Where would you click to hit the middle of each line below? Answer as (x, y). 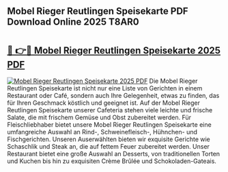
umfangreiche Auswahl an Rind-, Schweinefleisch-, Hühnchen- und (102, 132)
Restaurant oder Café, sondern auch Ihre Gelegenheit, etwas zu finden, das (113, 96)
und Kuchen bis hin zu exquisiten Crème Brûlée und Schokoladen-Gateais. (112, 161)
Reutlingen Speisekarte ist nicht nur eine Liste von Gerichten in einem (105, 88)
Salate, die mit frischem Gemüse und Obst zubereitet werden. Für (99, 117)
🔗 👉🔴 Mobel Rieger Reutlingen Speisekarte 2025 (114, 50)
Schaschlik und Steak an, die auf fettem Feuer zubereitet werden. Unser (109, 146)
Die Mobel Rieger (173, 81)
